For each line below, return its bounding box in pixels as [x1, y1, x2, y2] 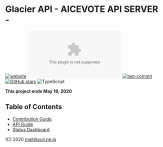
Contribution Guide [12, 116, 52, 122]
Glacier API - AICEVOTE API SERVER [5, 3, 158, 15]
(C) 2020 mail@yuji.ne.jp [5, 136, 56, 142]
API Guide [12, 121, 33, 127]
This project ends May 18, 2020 [5, 88, 72, 94]
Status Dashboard [12, 126, 50, 132]
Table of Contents [5, 102, 62, 111]
